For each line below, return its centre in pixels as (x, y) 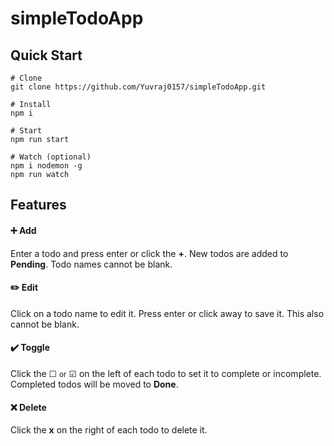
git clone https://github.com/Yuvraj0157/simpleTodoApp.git (138, 87)
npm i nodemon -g (46, 166)
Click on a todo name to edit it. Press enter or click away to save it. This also (167, 313)
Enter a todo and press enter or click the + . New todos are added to (149, 253)
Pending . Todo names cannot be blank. (91, 264)
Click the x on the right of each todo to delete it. (109, 430)
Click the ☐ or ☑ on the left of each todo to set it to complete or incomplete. (166, 373)
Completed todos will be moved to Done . (94, 384)
